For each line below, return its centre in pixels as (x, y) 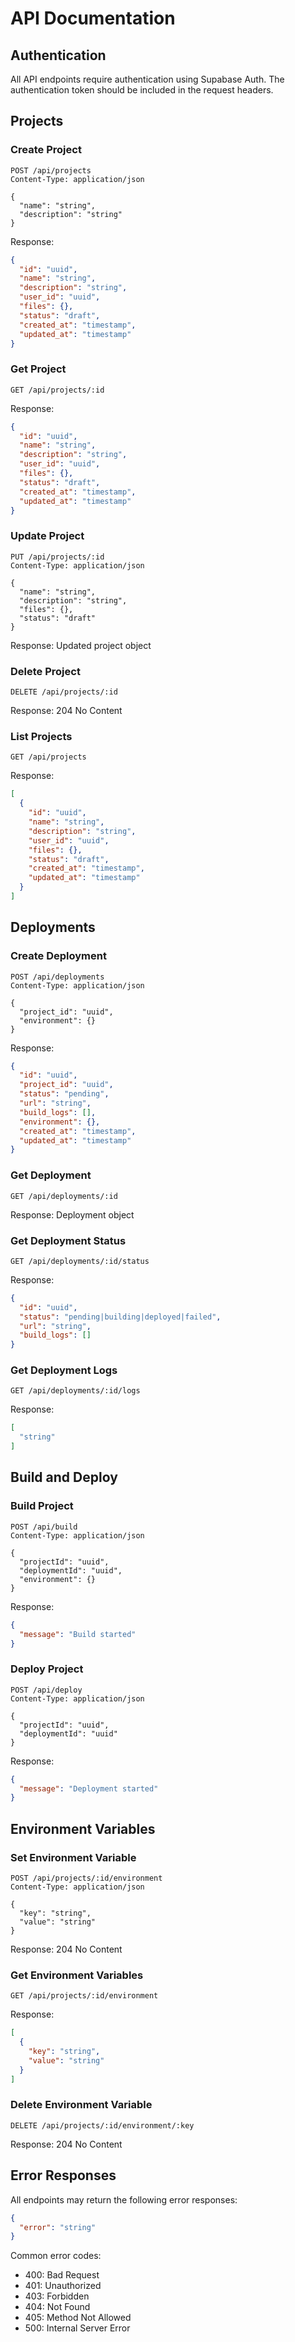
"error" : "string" (58, 2227)
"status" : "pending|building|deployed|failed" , (120, 1317)
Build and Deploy (64, 1477)
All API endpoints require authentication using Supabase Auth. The (147, 79)
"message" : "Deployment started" (89, 1788)
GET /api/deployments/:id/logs (75, 1391)
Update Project (47, 536)
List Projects (41, 736)
